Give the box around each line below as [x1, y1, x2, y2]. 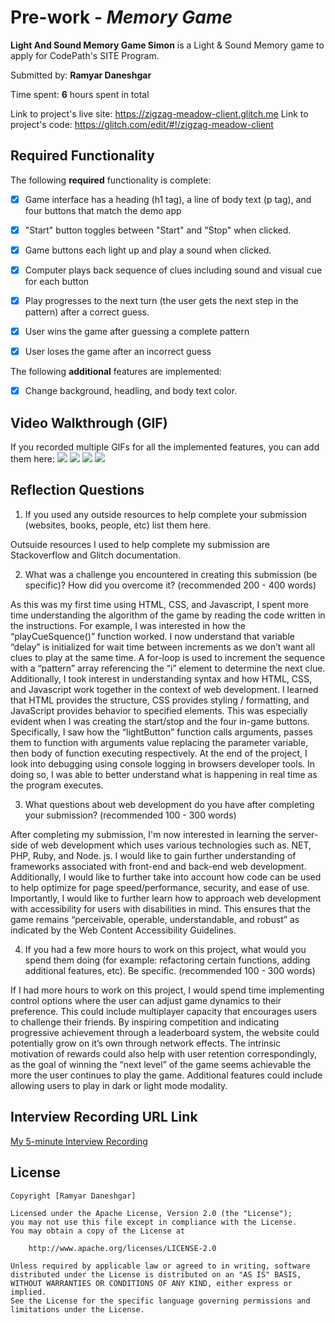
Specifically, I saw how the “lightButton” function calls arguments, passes [10, 726, 313, 738]
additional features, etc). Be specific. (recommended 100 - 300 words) [24, 964, 316, 976]
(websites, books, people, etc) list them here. [24, 519, 212, 531]
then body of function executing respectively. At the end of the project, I [10, 747, 308, 759]
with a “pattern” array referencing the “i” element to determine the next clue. [10, 662, 326, 674]
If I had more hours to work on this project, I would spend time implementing [10, 984, 325, 996]
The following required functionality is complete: [10, 174, 212, 186]
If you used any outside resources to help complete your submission [24, 508, 307, 520]
